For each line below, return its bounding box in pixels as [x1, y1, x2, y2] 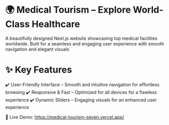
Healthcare [31, 18, 80, 30]
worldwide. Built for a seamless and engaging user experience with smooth [5, 40, 164, 46]
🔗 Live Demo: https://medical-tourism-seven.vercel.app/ [5, 114, 124, 120]
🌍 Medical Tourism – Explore [5, 4, 131, 16]
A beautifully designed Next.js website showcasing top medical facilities [5, 35, 158, 41]
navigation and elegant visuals [5, 46, 70, 52]
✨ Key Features [5, 64, 72, 76]
